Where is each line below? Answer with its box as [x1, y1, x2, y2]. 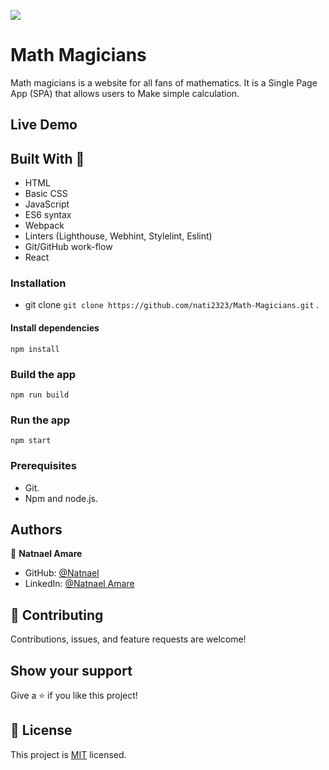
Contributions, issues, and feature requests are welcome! [10, 633, 247, 645]
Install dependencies [10, 322, 100, 334]
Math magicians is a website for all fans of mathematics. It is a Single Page [10, 76, 318, 89]
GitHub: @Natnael [24, 567, 100, 579]
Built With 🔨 [10, 150, 85, 167]
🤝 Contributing [10, 606, 104, 624]
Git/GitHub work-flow [24, 241, 113, 253]
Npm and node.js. [24, 492, 99, 504]
